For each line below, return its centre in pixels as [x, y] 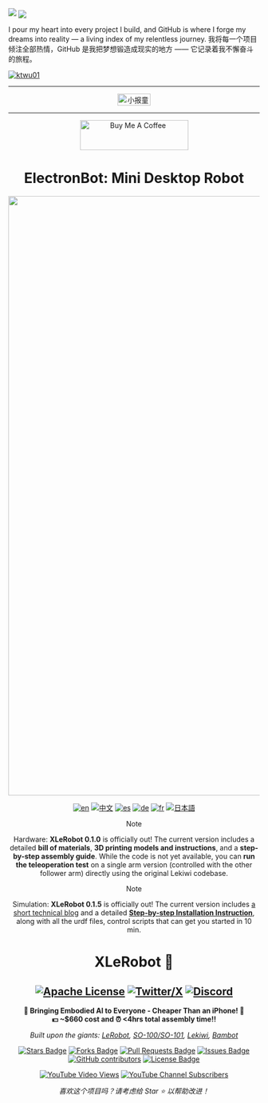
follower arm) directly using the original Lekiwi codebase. [134, 874]
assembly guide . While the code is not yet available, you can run [148, 856]
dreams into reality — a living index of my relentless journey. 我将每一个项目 [133, 39]
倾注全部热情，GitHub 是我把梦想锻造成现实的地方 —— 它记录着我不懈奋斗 [131, 49]
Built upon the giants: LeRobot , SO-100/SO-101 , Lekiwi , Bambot [134, 1035]
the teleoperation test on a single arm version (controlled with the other [134, 865]
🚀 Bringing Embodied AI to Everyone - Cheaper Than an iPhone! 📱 [134, 1011]
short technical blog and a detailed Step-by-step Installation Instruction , [134, 913]
